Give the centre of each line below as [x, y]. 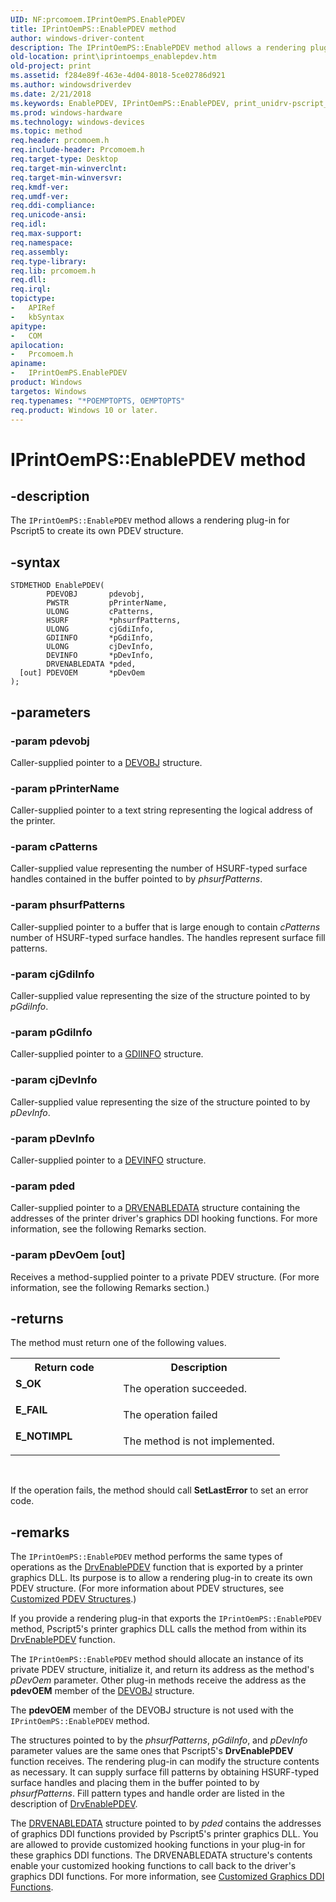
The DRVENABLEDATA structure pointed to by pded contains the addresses [166, 1823]
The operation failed [170, 1415]
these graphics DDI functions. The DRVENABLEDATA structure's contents [161, 1855]
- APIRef [33, 308]
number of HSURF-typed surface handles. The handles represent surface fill [168, 937]
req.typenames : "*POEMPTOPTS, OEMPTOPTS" [98, 401]
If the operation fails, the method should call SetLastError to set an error [159, 1490]
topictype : [33, 299]
